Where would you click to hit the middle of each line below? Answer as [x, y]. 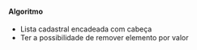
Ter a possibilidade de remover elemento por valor [104, 38]
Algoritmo [26, 11]
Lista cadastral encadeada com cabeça [86, 29]
